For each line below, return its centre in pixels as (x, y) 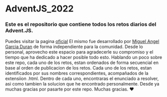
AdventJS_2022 (39, 9)
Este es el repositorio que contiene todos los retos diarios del (81, 24)
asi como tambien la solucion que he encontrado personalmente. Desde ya (82, 84)
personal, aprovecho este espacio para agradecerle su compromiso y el (79, 52)
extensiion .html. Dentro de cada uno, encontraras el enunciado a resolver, (82, 78)
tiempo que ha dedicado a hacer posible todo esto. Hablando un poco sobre (84, 57)
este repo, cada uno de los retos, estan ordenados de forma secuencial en (82, 62)
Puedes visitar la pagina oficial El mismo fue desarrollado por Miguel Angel (82, 41)
